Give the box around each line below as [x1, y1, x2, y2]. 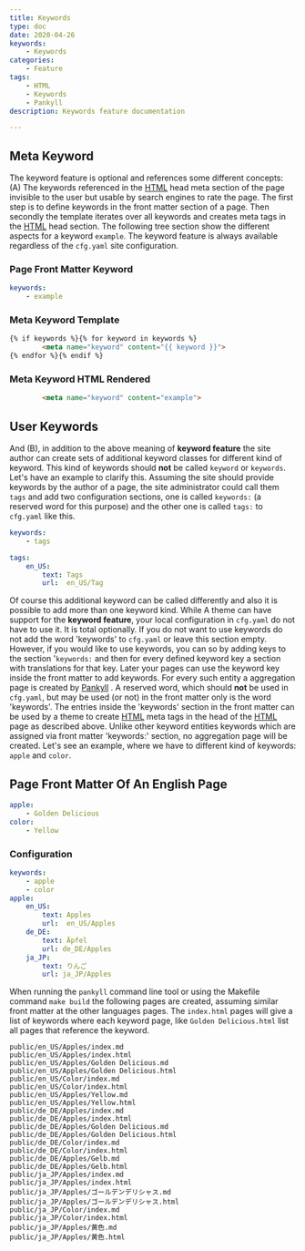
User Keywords [9, 418, 98, 434]
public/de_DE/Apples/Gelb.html [9, 1163, 128, 1172]
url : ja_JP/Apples [42, 969, 112, 979]
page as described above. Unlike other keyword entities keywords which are [9, 721, 296, 732]
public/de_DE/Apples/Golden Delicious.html [9, 1131, 178, 1140]
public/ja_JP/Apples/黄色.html [9, 1233, 126, 1242]
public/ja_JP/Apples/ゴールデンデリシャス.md [9, 1188, 171, 1197]
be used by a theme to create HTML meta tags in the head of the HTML [9, 712, 278, 723]
